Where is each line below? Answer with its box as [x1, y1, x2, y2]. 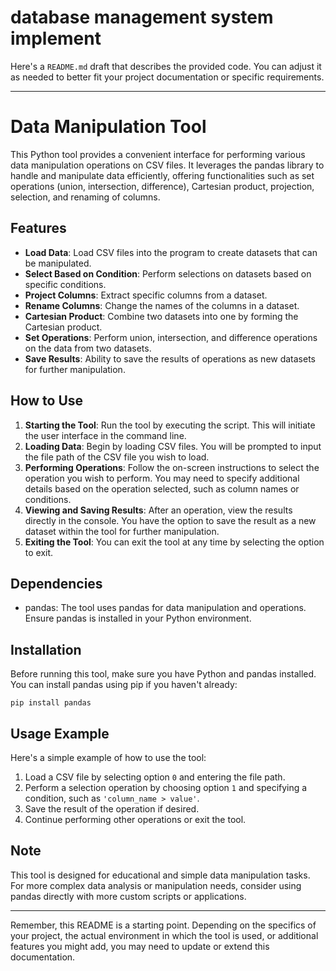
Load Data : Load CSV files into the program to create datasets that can [24, 246, 318, 258]
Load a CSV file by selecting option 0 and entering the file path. [24, 771, 286, 783]
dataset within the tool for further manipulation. [24, 525, 220, 537]
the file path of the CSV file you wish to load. [24, 451, 210, 463]
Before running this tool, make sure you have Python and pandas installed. [10, 668, 317, 680]
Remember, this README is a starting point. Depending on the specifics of [10, 919, 317, 931]
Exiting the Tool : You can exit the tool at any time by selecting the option [24, 536, 325, 548]
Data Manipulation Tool [10, 116, 207, 138]
